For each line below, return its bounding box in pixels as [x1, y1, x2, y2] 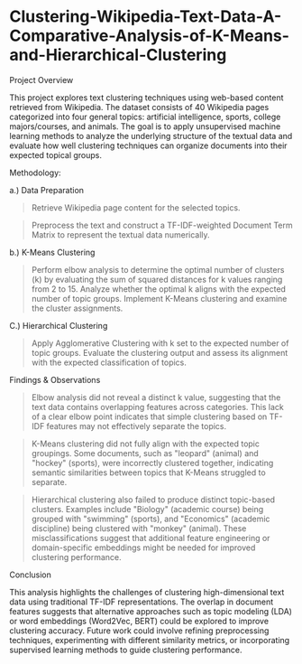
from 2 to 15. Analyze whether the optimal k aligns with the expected [31, 283, 287, 295]
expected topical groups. [9, 149, 102, 160]
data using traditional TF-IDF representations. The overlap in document [9, 596, 274, 607]
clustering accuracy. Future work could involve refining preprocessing [9, 625, 270, 636]
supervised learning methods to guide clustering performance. [9, 644, 243, 655]
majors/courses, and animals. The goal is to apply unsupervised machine [9, 120, 281, 132]
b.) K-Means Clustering [9, 247, 96, 257]
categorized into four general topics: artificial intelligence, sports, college [9, 111, 281, 122]
